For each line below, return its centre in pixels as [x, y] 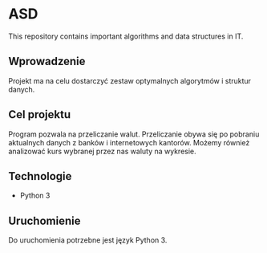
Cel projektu [40, 114]
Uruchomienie [44, 220]
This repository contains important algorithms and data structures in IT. [126, 36]
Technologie [40, 176]
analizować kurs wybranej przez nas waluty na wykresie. [102, 151]
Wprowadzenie [47, 61]
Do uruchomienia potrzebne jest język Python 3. [88, 240]
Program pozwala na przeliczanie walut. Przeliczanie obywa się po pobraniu [134, 134]
